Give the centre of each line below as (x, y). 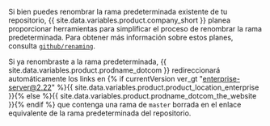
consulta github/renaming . (52, 46)
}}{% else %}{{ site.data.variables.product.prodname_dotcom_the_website (133, 96)
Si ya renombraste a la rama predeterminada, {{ (88, 61)
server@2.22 (30, 87)
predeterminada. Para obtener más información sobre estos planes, (121, 37)
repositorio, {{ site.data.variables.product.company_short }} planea (120, 20)
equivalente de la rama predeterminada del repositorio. (100, 113)
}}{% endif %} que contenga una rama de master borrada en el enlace (125, 105)
